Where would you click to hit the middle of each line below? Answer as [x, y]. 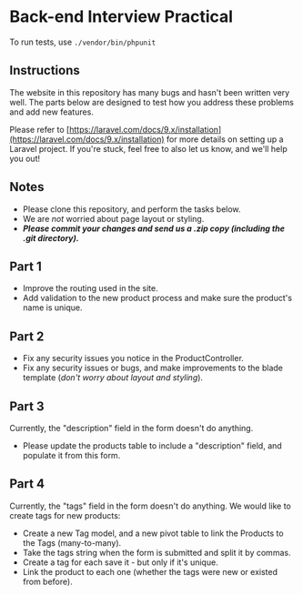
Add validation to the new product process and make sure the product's [157, 298]
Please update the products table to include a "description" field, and [152, 446]
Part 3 [27, 406]
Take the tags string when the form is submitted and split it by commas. [157, 552]
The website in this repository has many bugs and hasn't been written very [150, 92]
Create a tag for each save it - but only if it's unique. [120, 562]
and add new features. [51, 112]
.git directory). [50, 237]
